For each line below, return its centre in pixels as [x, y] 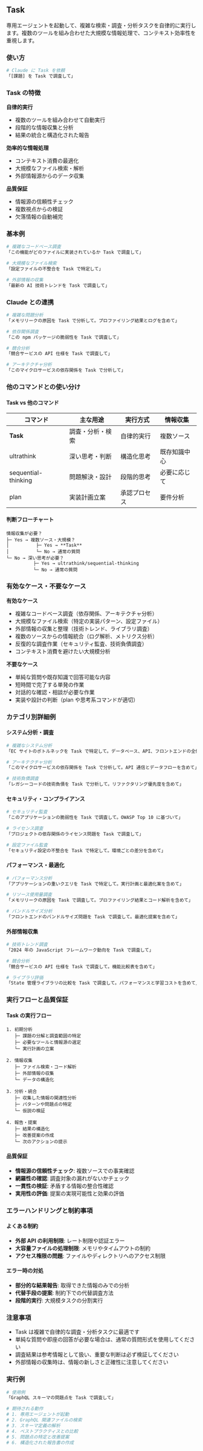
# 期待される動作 [25, 1409]
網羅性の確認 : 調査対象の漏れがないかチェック [72, 1178]
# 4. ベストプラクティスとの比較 [42, 1431]
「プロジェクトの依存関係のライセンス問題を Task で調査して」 [75, 834]
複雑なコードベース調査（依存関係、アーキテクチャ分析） [86, 613]
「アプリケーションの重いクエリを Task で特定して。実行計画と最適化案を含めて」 [95, 884]
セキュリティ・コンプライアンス [46, 798]
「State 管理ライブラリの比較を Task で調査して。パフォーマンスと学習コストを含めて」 [103, 983]
